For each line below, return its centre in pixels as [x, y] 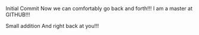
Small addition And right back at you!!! [52, 26]
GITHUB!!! [18, 15]
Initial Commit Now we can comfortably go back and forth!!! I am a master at [99, 8]
